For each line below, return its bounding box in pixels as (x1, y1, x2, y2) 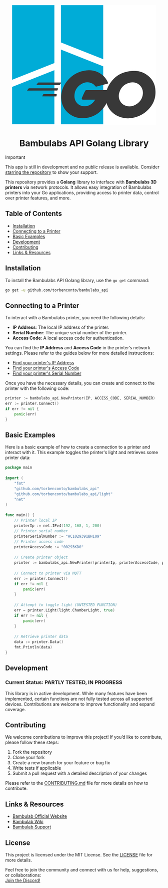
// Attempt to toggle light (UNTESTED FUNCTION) (14, 602, 117, 608)
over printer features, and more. (5, 195, 71, 201)
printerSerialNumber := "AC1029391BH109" (14, 534, 101, 539)
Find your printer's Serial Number (12, 370, 81, 376)
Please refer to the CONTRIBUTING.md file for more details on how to (5, 780, 148, 786)
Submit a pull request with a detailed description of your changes (12, 770, 147, 776)
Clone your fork (12, 754, 45, 761)
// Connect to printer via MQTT (14, 571, 81, 576)
